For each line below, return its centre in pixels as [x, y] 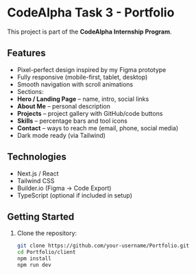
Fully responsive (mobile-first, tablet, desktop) [82, 77]
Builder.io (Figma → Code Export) [64, 188]
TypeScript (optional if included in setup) [74, 195]
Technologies [37, 157]
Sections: [30, 91]
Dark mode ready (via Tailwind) [61, 135]
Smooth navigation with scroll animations [75, 84]
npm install [34, 259]
